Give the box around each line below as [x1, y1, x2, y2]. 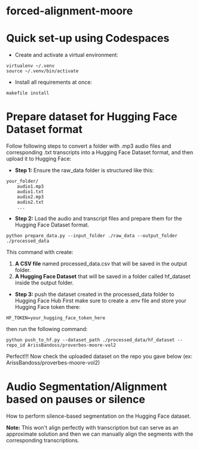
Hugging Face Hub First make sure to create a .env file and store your [14, 297, 187, 304]
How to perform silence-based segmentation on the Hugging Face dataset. [6, 412, 191, 420]
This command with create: [6, 249, 74, 256]
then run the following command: [6, 326, 88, 333]
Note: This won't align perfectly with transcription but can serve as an [6, 424, 179, 431]
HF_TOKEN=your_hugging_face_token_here [6, 315, 106, 321]
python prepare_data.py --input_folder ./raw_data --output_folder [6, 233, 178, 239]
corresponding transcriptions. [6, 437, 79, 443]
